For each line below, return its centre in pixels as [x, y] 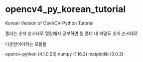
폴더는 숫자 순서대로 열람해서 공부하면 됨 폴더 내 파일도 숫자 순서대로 [71, 33]
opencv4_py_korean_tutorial [66, 9]
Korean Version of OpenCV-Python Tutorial [49, 23]
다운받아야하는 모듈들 [26, 44]
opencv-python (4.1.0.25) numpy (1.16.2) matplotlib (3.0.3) [64, 54]
